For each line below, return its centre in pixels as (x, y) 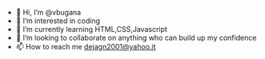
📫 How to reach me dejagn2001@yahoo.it (86, 47)
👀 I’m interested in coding (58, 21)
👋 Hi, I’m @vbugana (48, 12)
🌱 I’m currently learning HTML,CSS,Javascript (92, 29)
